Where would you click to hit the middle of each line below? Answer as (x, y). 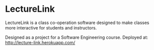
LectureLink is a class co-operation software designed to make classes (77, 23)
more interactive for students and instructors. (51, 27)
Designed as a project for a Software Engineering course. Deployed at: (77, 37)
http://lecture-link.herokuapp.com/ (40, 42)
